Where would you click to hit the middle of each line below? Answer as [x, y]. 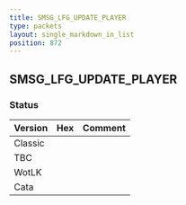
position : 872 [36, 43]
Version [31, 128]
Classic [29, 143]
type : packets [36, 26]
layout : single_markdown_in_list [72, 34]
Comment [104, 128]
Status [24, 104]
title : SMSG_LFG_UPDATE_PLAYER [68, 18]
